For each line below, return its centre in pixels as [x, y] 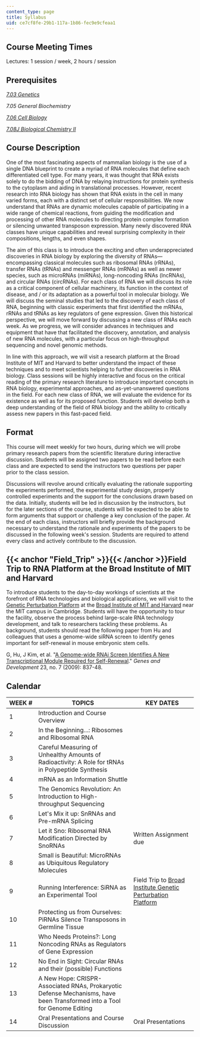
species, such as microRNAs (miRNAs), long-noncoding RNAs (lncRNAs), [96, 275]
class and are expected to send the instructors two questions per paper [94, 465]
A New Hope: [57, 979]
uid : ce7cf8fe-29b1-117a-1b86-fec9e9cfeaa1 [61, 23]
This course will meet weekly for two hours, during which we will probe [93, 447]
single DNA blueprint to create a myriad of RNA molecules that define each [98, 168]
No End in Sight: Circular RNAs [81, 961]
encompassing [24, 263]
